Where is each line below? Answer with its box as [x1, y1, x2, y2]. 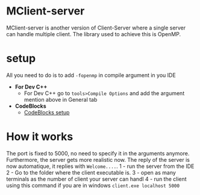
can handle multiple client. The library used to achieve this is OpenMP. [6, 30, 181, 37]
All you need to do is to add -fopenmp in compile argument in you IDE [6, 71, 176, 79]
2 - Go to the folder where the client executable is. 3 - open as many [6, 169, 177, 176]
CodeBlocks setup [23, 108, 70, 116]
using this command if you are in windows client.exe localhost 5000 [6, 182, 180, 189]
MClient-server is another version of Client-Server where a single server [6, 24, 186, 31]
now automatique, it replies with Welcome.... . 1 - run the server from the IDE [6, 162, 195, 170]
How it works [6, 130, 73, 144]
